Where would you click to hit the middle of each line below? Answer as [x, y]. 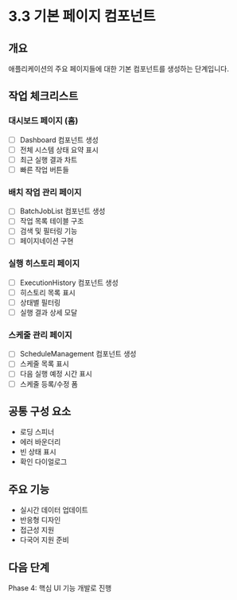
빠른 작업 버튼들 [44, 169]
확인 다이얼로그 [43, 462]
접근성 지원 [37, 530]
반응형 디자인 [40, 520]
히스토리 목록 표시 [47, 292]
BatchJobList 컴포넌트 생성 [62, 211]
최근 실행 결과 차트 [49, 159]
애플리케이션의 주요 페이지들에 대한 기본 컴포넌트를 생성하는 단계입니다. [118, 69]
